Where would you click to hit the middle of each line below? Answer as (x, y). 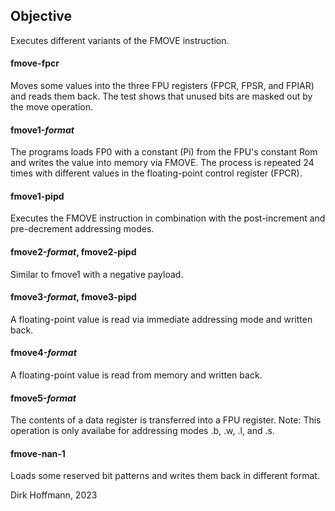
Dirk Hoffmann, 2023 (54, 495)
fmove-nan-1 (38, 453)
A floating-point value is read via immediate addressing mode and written (161, 319)
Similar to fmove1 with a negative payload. (97, 274)
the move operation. (51, 107)
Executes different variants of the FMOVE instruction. (120, 40)
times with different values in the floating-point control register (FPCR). (156, 173)
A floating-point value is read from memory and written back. (136, 375)
